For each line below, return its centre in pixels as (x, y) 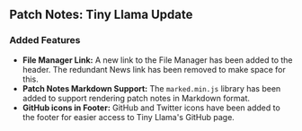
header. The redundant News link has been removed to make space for (154, 69)
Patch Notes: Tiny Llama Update (101, 15)
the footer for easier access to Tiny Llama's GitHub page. (129, 117)
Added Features (45, 40)
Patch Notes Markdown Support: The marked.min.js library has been (151, 88)
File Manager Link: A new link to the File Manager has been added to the (158, 60)
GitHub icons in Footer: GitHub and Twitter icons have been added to (151, 108)
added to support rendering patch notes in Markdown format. (136, 98)
